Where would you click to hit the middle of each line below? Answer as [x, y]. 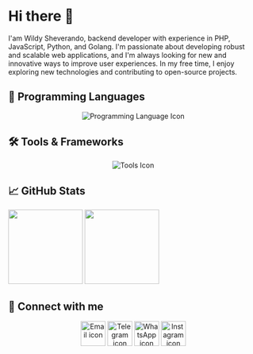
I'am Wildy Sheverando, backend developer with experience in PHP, [119, 38]
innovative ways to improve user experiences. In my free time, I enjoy [121, 63]
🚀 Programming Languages [77, 97]
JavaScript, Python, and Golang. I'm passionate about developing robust [126, 46]
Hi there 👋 [41, 16]
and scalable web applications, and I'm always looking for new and [118, 55]
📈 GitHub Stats [47, 191]
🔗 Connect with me [56, 306]
